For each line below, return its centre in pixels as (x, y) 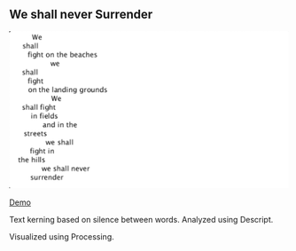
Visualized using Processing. (62, 236)
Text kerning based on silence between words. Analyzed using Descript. (141, 219)
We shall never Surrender (81, 15)
